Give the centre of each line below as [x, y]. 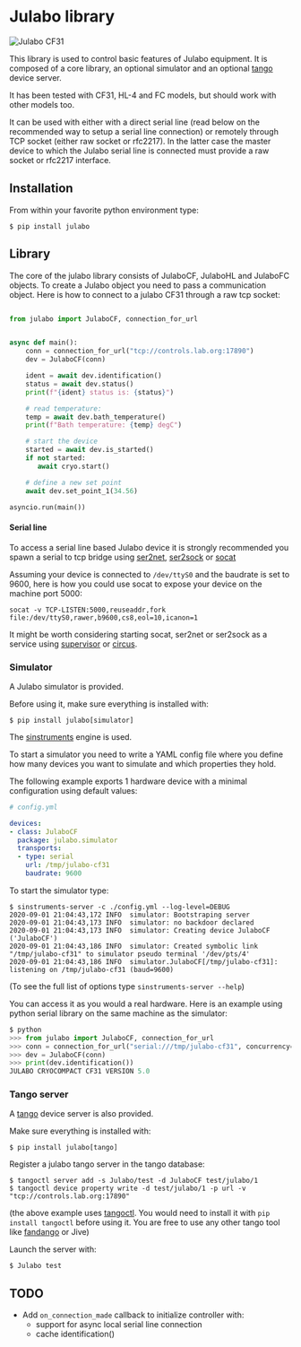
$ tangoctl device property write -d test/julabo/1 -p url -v [128, 1189]
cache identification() [75, 1334]
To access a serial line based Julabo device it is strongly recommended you [149, 547]
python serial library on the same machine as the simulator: [119, 1013]
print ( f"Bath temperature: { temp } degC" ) [103, 425]
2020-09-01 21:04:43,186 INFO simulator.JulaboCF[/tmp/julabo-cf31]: [144, 961]
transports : [40, 848]
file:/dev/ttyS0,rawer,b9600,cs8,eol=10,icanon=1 [104, 617]
